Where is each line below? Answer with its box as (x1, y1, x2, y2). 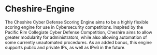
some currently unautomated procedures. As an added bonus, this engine (5, 39, 152, 45)
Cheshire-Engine (5, 3, 75, 14)
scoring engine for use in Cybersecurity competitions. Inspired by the (5, 24, 143, 30)
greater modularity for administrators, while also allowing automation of (5, 34, 147, 40)
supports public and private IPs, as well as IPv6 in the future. (5, 44, 126, 50)
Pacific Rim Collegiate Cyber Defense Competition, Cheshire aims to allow (5, 29, 153, 35)
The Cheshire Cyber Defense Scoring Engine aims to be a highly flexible (5, 19, 149, 25)
